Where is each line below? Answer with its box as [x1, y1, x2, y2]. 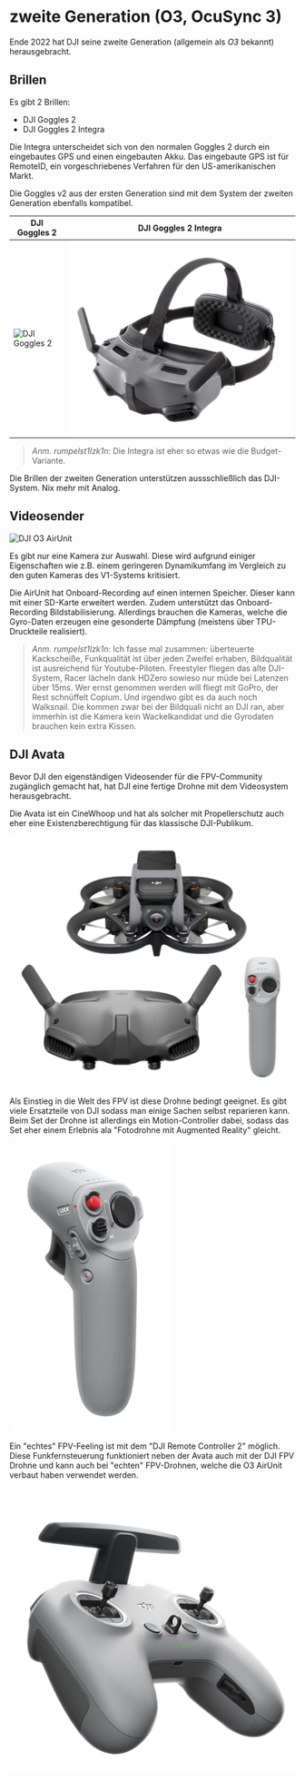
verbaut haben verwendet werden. [9, 1470, 139, 1481]
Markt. [9, 170, 34, 181]
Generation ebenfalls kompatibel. [9, 197, 133, 208]
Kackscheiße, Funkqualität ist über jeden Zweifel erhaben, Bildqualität [31, 653, 293, 664]
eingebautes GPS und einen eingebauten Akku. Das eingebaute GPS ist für [9, 151, 290, 162]
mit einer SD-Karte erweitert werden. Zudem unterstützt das [9, 596, 234, 607]
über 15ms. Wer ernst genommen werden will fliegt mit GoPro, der [31, 682, 279, 693]
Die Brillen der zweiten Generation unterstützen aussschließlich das [9, 473, 262, 484]
